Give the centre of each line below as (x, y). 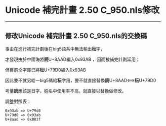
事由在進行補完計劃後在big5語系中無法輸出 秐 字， (55, 49)
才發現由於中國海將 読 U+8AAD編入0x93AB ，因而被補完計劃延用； (73, 59)
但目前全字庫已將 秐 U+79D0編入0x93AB (46, 70)
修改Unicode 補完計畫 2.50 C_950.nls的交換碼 (76, 36)
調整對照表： (18, 101)
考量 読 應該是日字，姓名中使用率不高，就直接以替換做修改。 (66, 91)
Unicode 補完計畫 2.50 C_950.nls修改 (82, 10)
